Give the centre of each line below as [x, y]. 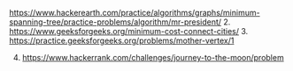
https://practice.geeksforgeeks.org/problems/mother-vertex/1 [122, 40]
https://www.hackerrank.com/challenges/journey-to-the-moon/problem [153, 57]
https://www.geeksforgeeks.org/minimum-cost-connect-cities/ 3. [129, 31]
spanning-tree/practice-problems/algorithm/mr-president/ [116, 22]
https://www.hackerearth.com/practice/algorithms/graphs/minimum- [135, 13]
